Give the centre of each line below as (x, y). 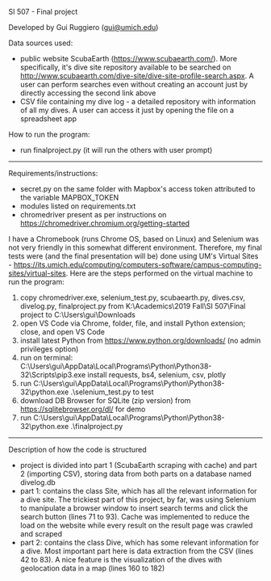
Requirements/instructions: (53, 173)
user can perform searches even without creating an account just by (134, 84)
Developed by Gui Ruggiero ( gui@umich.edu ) (83, 27)
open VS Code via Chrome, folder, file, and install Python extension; (133, 323)
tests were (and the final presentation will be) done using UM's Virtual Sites (133, 256)
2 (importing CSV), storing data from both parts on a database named (135, 474)
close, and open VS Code (63, 332)
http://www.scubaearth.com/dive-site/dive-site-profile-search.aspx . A (137, 76)
